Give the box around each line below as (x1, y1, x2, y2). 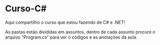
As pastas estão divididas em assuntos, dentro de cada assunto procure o (5, 29, 156, 35)
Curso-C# (5, 3, 47, 14)
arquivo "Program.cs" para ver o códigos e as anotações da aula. (5, 34, 138, 40)
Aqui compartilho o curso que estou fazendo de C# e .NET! (5, 19, 126, 25)
